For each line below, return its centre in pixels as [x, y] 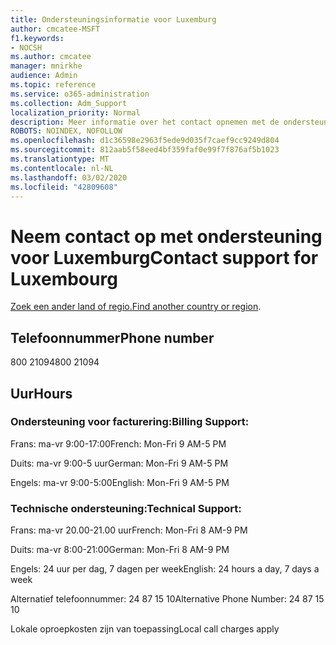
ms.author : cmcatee [51, 57]
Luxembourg [64, 278]
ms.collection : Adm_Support [69, 103]
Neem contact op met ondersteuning [166, 236]
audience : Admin [44, 76]
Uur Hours [41, 393]
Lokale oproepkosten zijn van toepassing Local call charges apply [145, 629]
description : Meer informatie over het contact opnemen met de [145, 122]
